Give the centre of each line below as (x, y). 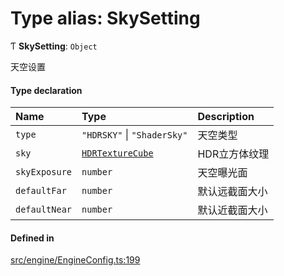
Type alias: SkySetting (105, 18)
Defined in (32, 238)
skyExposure (44, 172)
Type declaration (46, 90)
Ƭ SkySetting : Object (54, 46)
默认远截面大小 (232, 192)
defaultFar (41, 191)
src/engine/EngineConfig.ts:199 (75, 260)
